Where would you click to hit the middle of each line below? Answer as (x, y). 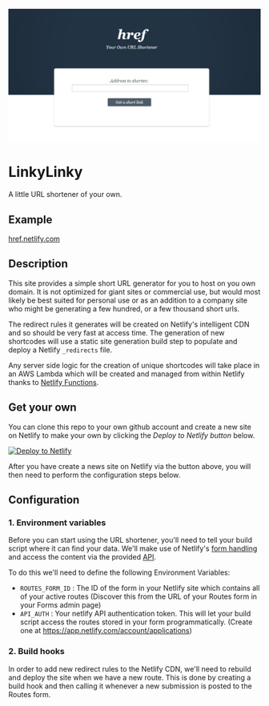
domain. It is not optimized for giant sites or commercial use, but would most (134, 291)
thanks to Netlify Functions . (54, 382)
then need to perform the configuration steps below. (94, 475)
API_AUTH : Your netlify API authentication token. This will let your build (135, 614)
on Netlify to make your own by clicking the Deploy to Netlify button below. (132, 435)
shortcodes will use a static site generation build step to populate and (123, 341)
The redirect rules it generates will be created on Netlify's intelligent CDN (129, 324)
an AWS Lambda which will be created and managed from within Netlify (126, 374)
